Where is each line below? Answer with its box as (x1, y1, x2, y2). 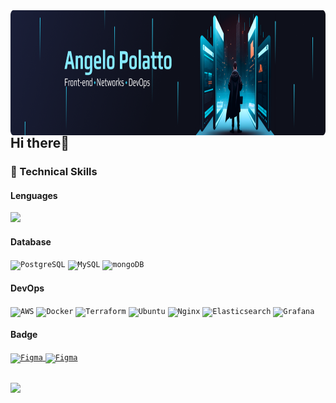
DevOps (10, 282, 45, 294)
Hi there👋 (10, 135, 70, 151)
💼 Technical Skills (10, 164, 98, 178)
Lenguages (10, 189, 58, 201)
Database (10, 235, 52, 248)
